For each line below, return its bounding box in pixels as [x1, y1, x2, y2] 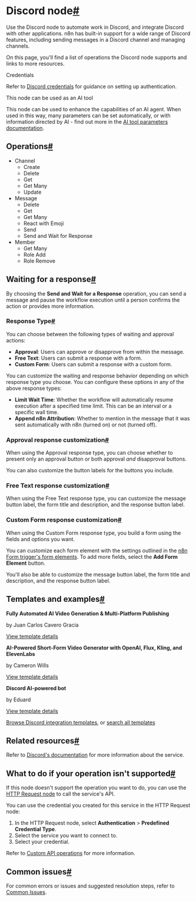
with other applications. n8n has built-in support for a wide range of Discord [6, 29, 191, 37]
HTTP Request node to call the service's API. [6, 790, 115, 797]
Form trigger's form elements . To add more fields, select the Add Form [6, 553, 178, 560]
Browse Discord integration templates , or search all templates [6, 718, 156, 726]
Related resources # [6, 736, 79, 746]
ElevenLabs [6, 650, 35, 657]
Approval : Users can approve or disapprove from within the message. [14, 348, 185, 355]
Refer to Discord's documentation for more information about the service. [6, 751, 184, 758]
